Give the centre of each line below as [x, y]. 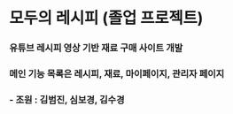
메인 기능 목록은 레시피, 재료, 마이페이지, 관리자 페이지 [117, 74]
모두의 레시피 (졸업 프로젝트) [106, 18]
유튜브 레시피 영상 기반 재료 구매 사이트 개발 [96, 48]
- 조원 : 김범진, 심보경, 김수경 [67, 100]
